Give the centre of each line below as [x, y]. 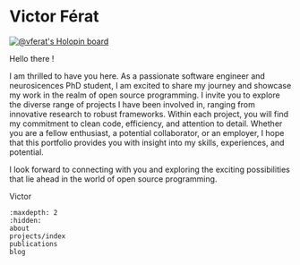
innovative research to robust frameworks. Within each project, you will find [149, 114]
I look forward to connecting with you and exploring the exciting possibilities [150, 169]
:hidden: [26, 220]
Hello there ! [32, 58]
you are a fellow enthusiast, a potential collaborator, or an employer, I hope [147, 132]
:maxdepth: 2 [34, 212]
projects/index [38, 236]
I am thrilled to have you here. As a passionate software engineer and [137, 76]
